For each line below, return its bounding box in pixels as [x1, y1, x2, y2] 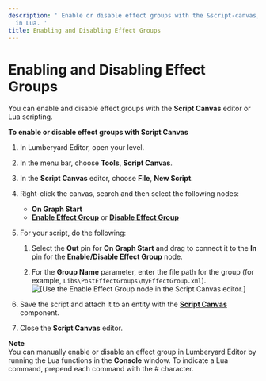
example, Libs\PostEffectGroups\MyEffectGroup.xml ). [31, 275, 207, 286]
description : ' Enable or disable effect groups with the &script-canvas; [8, 11, 260, 20]
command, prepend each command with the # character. [8, 364, 194, 374]
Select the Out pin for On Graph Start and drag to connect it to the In [31, 244, 257, 253]
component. [19, 308, 59, 317]
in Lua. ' [15, 19, 47, 27]
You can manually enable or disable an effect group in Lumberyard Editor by [8, 347, 256, 357]
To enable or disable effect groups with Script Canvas [8, 128, 188, 137]
